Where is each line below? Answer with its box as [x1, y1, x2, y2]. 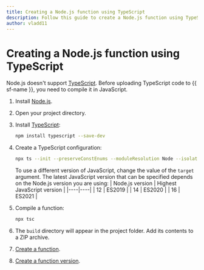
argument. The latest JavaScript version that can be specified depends [15, 173, 193, 181]
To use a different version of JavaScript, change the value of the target [15, 167, 194, 174]
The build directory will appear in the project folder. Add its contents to [15, 227, 194, 234]
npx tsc [15, 216, 35, 223]
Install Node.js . [15, 98, 53, 105]
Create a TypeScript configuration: [15, 144, 102, 151]
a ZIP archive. [15, 234, 50, 241]
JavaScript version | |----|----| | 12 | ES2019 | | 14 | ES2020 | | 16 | [15, 186, 180, 193]
